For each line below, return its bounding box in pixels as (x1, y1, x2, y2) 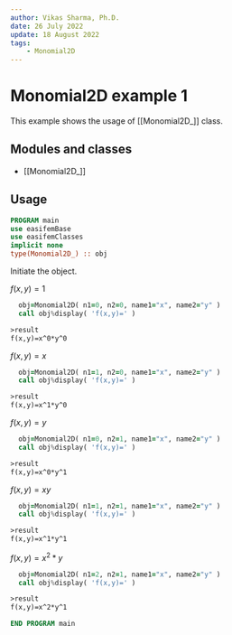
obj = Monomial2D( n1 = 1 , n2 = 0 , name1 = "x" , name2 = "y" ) (18, 368, 221, 377)
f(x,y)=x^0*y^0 (10, 333, 68, 343)
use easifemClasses (10, 232, 84, 242)
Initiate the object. (10, 266, 78, 276)
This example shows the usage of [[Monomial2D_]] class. (10, 116, 224, 126)
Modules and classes (10, 142, 133, 157)
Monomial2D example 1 (10, 86, 189, 107)
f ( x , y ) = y (10, 417, 47, 428)
